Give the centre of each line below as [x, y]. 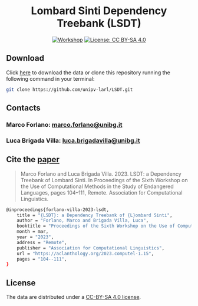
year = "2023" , [35, 237]
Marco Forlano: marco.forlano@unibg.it [64, 124]
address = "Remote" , [42, 242]
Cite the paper [33, 159]
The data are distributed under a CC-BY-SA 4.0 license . [74, 297]
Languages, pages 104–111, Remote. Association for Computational [101, 192]
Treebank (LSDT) [99, 23]
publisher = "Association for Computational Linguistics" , [91, 248]
